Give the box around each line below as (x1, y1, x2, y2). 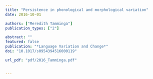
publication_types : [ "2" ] (5, 25, 59, 30)
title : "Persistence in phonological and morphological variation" (5, 7, 149, 12)
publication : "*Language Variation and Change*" (5, 44, 108, 49)
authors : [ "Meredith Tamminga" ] (5, 21, 72, 26)
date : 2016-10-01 (5, 12, 41, 17)
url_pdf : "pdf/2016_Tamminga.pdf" (5, 57, 77, 62)
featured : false (5, 39, 39, 44)
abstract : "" (5, 34, 32, 40)
